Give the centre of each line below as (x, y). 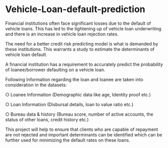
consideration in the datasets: (36, 85)
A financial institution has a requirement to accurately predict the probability (84, 64)
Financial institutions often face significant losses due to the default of (78, 23)
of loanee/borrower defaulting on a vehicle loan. (55, 70)
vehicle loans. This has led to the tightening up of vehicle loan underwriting (83, 28)
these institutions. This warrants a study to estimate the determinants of (80, 49)
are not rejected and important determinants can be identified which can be (84, 134)
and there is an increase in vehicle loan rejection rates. (62, 34)
